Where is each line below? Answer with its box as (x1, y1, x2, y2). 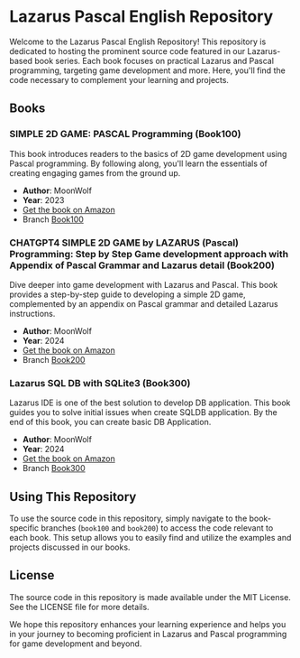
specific (9, 523, 40, 533)
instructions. (9, 308, 56, 319)
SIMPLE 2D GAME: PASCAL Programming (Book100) (9, 128, 241, 141)
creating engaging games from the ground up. (9, 167, 181, 178)
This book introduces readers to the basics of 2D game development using (9, 148, 287, 159)
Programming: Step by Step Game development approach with (9, 247, 289, 260)
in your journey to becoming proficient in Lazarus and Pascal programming (9, 628, 287, 639)
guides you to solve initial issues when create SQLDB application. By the (9, 407, 277, 418)
